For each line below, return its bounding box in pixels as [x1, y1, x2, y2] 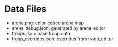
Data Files [4, 3, 47, 15]
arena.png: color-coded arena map [11, 20, 84, 26]
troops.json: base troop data [11, 30, 70, 36]
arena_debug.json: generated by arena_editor [11, 25, 106, 31]
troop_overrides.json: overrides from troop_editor [11, 36, 113, 42]
